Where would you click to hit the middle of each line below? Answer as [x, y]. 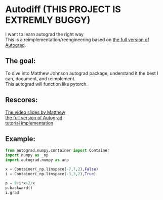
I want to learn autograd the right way [45, 34]
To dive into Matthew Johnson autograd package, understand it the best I [82, 73]
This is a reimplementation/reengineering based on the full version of [77, 40]
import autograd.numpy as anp [37, 160]
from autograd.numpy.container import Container [57, 151]
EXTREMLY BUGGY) [48, 20]
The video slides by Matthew [35, 112]
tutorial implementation [29, 123]
